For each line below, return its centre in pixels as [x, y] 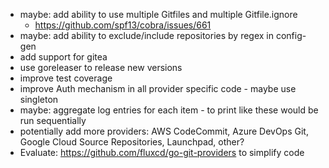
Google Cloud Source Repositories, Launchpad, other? [132, 142]
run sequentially [53, 120]
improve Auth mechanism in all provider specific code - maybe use [158, 88]
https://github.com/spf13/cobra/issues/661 [123, 25]
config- [291, 35]
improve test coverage [66, 78]
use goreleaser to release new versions [101, 67]
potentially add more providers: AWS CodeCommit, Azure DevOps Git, [164, 131]
